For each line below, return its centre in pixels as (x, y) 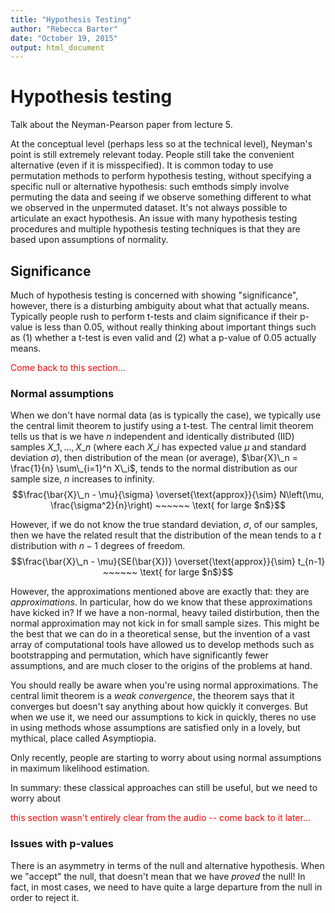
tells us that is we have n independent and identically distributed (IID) (152, 437)
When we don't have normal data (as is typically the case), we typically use (166, 415)
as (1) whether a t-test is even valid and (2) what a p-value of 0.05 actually (163, 337)
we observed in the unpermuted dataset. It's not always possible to (149, 208)
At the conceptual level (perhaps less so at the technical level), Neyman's (161, 144)
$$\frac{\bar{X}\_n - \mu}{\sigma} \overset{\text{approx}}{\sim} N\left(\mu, (168, 495)
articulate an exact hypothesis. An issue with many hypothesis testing (154, 218)
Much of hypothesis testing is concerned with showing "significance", (154, 295)
